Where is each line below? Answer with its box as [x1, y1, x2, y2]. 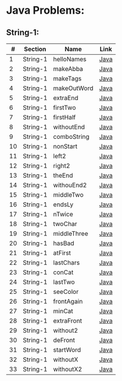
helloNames [53, 55, 87, 63]
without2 [53, 326, 79, 334]
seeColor [53, 287, 79, 296]
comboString [53, 132, 90, 141]
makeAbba [53, 65, 83, 73]
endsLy [53, 200, 74, 209]
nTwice [53, 210, 73, 218]
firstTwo [53, 104, 76, 111]
